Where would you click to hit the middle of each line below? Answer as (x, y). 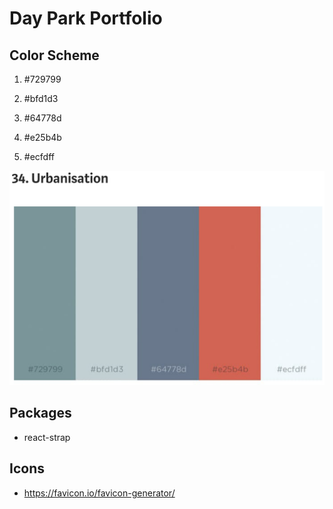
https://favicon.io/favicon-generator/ (99, 493)
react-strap (47, 437)
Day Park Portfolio (86, 18)
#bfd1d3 (41, 98)
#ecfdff (39, 156)
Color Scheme (54, 55)
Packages (40, 413)
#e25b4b (42, 137)
